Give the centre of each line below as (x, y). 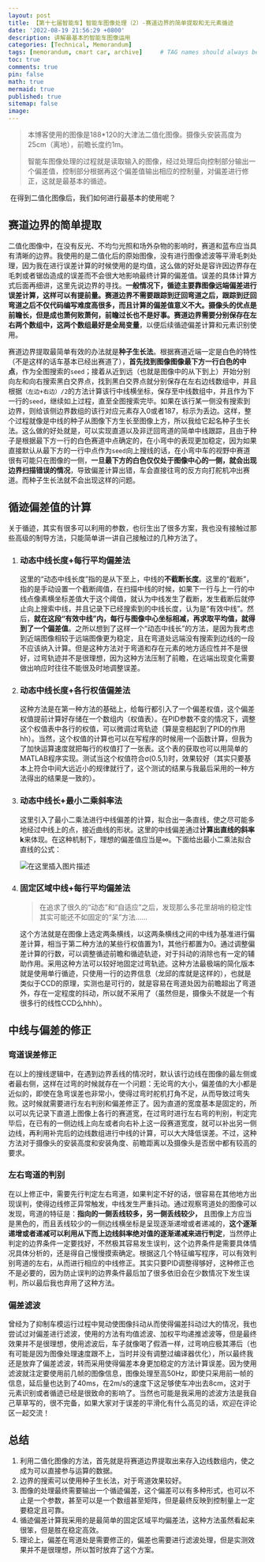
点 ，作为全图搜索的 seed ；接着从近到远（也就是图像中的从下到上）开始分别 (129, 371)
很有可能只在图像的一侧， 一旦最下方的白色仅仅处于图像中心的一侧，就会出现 (132, 460)
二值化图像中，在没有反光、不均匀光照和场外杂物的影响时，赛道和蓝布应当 (129, 245)
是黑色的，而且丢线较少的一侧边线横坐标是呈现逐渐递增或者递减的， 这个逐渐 (132, 1224)
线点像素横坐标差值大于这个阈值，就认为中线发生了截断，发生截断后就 (134, 599)
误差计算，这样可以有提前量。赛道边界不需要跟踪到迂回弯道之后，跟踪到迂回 (132, 295)
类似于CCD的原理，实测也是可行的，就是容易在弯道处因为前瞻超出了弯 (134, 983)
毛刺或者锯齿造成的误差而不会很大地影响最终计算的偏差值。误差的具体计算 (129, 275)
